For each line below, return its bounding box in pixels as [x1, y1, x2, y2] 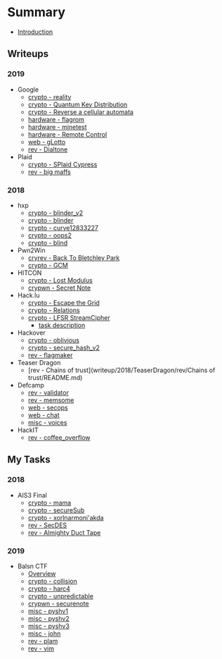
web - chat [27, 410, 60, 419]
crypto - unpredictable [27, 591, 93, 600]
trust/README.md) [27, 373, 83, 381]
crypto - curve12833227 [27, 223, 98, 232]
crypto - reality [27, 92, 72, 101]
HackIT [17, 426, 39, 434]
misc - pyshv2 [27, 614, 70, 622]
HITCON [17, 269, 42, 277]
